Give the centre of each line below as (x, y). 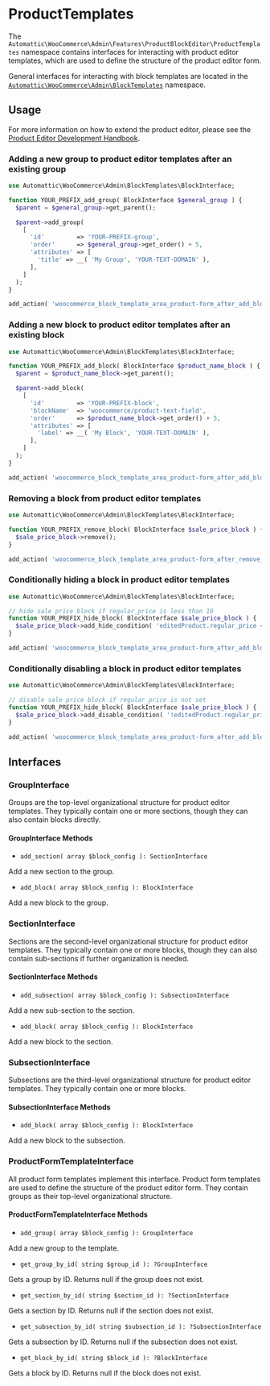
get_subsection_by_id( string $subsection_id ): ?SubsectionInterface (141, 1326)
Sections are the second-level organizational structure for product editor (129, 941)
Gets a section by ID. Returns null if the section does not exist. (111, 1310)
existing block (37, 335)
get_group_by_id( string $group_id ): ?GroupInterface (114, 1264)
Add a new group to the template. (63, 1248)
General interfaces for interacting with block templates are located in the (128, 76)
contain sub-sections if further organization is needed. (99, 958)
